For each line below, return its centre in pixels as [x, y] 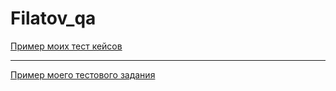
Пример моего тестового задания [83, 74]
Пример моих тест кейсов [66, 46]
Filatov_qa [53, 18]
